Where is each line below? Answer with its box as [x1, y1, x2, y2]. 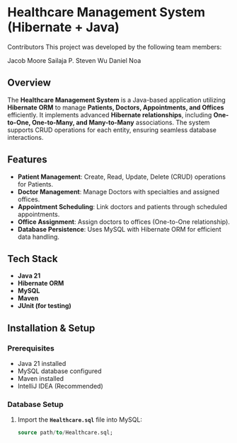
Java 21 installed [17, 360, 67, 368]
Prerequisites [7, 343, 54, 353]
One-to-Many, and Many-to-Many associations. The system [31, 118, 210, 126]
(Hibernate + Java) [7, 19, 120, 35]
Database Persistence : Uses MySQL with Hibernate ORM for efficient [17, 225, 221, 233]
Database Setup [7, 399, 64, 409]
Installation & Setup [7, 322, 96, 334]
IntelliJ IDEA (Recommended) [17, 382, 104, 391]
